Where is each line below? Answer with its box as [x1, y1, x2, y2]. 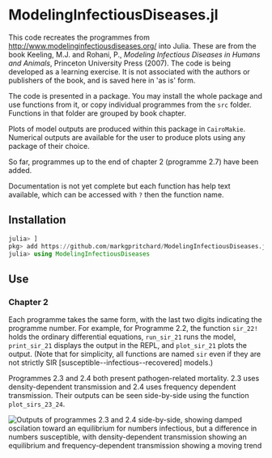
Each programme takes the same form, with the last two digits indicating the [8, 315, 262, 324]
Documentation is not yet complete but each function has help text [8, 180, 231, 191]
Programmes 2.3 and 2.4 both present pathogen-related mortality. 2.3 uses [8, 374, 260, 384]
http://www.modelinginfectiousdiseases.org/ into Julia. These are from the [8, 40, 257, 50]
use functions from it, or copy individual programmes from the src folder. [8, 100, 252, 109]
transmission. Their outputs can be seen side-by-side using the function [8, 391, 249, 401]
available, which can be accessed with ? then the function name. [8, 189, 224, 199]
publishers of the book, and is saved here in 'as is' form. [8, 75, 196, 85]
